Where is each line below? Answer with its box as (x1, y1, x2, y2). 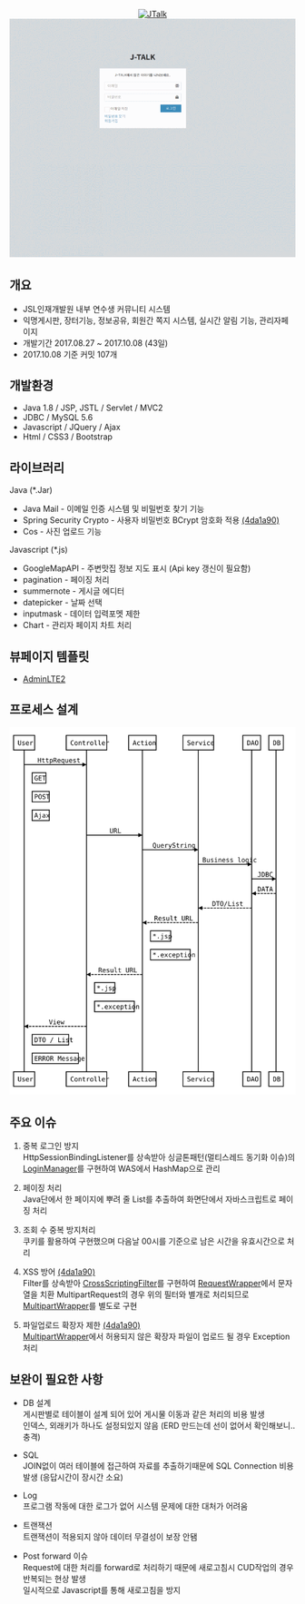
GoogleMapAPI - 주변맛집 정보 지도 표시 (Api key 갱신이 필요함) (22, 563, 251, 574)
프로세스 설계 (9, 702, 79, 717)
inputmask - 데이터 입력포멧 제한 (22, 608, 141, 619)
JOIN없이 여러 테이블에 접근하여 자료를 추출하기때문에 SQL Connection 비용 (22, 1461, 294, 1471)
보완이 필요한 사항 (9, 1372, 103, 1387)
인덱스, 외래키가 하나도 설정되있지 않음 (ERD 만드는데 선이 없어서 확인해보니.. (22, 1421, 296, 1432)
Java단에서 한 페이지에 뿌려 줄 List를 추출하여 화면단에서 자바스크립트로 (22, 1194, 277, 1205)
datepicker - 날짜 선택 (22, 597, 103, 608)
